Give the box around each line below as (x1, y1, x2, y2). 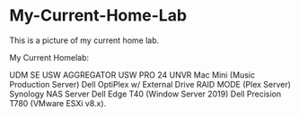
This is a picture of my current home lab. (9, 35, 160, 46)
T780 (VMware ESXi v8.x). (9, 97, 107, 108)
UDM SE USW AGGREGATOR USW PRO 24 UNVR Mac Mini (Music (9, 69, 256, 80)
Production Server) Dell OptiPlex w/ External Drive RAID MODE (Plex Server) (9, 79, 292, 89)
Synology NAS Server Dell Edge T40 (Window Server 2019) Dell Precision (9, 88, 281, 99)
